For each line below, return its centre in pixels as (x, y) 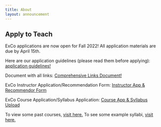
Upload (13, 105)
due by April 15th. (23, 51)
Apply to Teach (29, 34)
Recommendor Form (26, 90)
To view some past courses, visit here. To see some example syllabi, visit (79, 115)
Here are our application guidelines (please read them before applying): (78, 61)
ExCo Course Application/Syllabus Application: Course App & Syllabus (76, 100)
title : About (18, 10)
